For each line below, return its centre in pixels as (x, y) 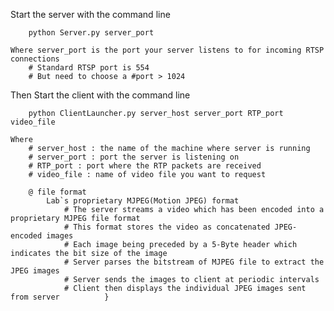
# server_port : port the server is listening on (134, 157)
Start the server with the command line (90, 14)
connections (35, 59)
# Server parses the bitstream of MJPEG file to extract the (194, 262)
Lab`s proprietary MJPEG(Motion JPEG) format (143, 201)
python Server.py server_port (91, 33)
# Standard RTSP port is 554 (89, 68)
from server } (60, 297)
